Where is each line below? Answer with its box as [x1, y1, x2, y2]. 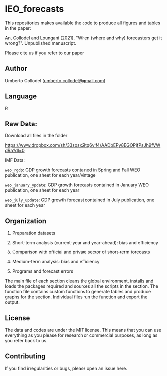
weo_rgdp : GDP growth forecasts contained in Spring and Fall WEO [5, 167, 141, 173]
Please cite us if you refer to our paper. [5, 50, 85, 56]
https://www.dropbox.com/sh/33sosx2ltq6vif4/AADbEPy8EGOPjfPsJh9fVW [5, 142, 161, 148]
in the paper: [5, 25, 31, 31]
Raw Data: [5, 120, 38, 128]
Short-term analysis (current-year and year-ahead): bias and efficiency [12, 240, 158, 246]
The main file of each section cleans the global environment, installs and [5, 278, 154, 284]
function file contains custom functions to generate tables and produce [5, 289, 151, 295]
